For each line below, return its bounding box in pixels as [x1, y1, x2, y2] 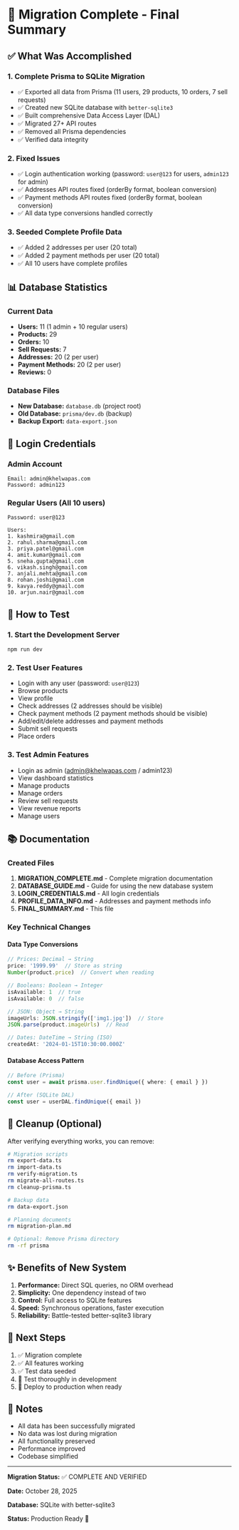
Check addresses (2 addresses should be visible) [17, 702, 163, 710]
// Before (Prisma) [7, 1072, 65, 1079]
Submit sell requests [17, 724, 78, 733]
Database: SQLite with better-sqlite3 [7, 1501, 115, 1509]
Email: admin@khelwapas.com [7, 476, 91, 483]
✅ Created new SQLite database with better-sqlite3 [17, 103, 174, 111]
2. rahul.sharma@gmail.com [7, 539, 87, 546]
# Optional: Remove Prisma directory [7, 1236, 119, 1243]
